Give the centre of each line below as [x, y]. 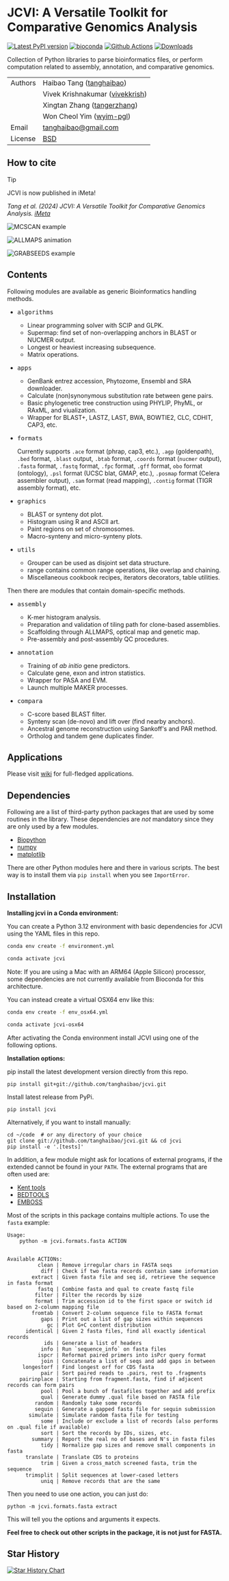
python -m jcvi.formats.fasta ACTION [73, 1241]
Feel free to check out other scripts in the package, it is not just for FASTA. [114, 1532]
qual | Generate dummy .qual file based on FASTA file [120, 1397]
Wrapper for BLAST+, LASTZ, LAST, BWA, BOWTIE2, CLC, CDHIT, [120, 417]
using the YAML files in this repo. [54, 934]
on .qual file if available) [49, 1427]
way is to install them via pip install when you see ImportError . [98, 875]
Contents [27, 275]
